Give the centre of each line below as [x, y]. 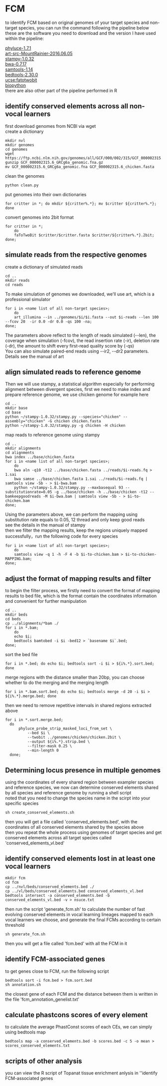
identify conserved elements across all [67, 106]
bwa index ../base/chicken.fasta [40, 457]
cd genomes [16, 149]
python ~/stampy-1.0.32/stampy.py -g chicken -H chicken [65, 426]
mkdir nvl [15, 140]
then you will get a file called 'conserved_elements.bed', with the [71, 822]
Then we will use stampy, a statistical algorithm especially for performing [80, 384]
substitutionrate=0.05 [29, 492]
